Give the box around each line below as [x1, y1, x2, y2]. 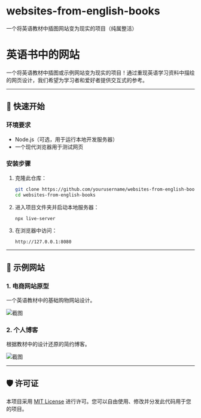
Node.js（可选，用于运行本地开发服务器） [14, 136, 118, 143]
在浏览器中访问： [14, 227, 57, 234]
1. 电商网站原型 [6, 282, 50, 290]
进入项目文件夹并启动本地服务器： [14, 203, 99, 210]
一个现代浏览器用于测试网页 [14, 143, 84, 151]
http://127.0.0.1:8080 [14, 239, 72, 245]
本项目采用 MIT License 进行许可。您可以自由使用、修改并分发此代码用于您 [6, 398, 191, 405]
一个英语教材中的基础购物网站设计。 [6, 297, 96, 304]
